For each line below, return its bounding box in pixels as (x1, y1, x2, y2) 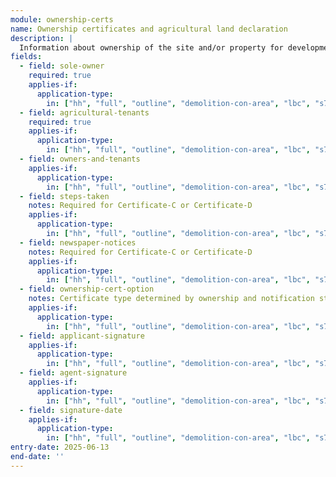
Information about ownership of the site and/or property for (19, 42, 284, 53)
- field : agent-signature (19, 368, 128, 378)
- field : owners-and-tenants (19, 154, 141, 164)
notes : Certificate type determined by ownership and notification (28, 294, 315, 304)
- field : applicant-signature (19, 331, 145, 341)
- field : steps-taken (19, 191, 110, 201)
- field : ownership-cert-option (19, 284, 155, 295)
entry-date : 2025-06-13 (10, 442, 110, 453)
